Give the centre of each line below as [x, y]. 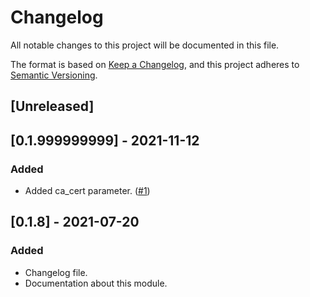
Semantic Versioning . [54, 75]
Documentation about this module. [96, 283]
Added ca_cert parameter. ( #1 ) [87, 191]
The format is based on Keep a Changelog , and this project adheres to [155, 64]
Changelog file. [56, 272]
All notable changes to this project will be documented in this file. [145, 45]
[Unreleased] [52, 106]
